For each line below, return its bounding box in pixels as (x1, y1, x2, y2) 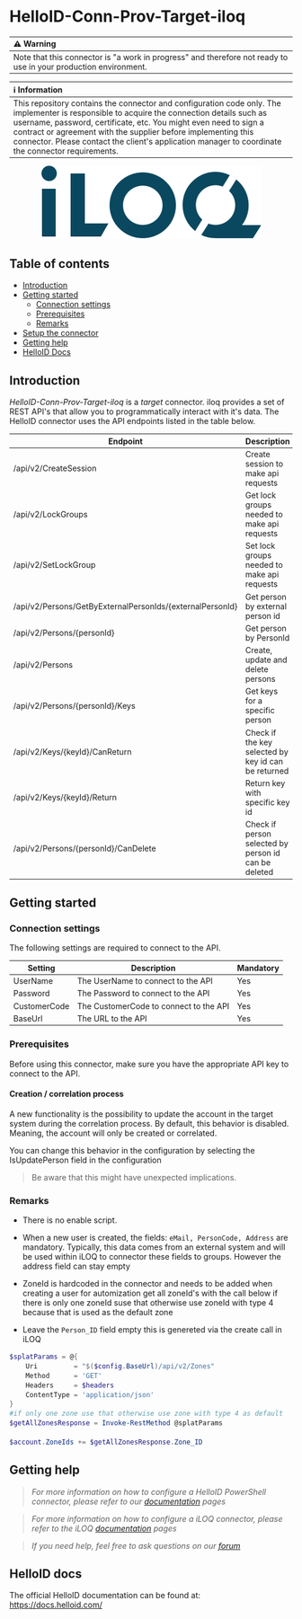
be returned (245, 765, 289, 776)
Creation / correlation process (9, 1089, 124, 1100)
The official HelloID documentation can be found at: (9, 1590, 200, 1601)
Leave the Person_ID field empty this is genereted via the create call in (22, 1324, 282, 1335)
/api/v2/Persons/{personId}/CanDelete (13, 843, 156, 854)
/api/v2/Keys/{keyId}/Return (13, 792, 118, 803)
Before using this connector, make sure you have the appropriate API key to (9, 1058, 289, 1069)
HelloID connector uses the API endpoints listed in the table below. (9, 416, 256, 427)
